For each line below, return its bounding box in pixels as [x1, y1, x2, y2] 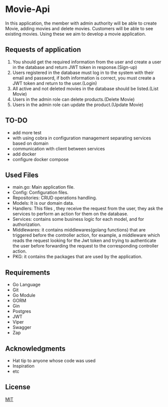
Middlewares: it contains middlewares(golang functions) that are [12, 227, 146, 233]
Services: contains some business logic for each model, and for [12, 216, 144, 222]
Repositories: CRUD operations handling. [12, 195, 97, 201]
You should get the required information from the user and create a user [12, 59, 161, 65]
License [5, 383, 31, 391]
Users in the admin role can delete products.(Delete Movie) [12, 96, 135, 102]
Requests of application [5, 45, 81, 54]
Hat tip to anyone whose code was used [12, 358, 96, 363]
